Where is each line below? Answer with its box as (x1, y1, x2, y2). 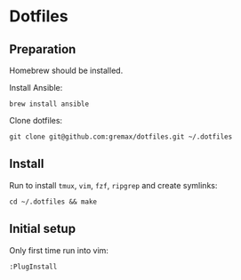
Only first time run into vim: (9, 244, 109, 255)
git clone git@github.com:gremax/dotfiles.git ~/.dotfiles (9, 132, 233, 141)
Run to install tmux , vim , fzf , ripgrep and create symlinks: (9, 180, 218, 190)
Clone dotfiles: (9, 116, 63, 125)
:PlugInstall (9, 262, 58, 271)
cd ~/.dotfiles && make (9, 197, 98, 206)
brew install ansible (9, 100, 90, 108)
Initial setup (9, 221, 76, 236)
